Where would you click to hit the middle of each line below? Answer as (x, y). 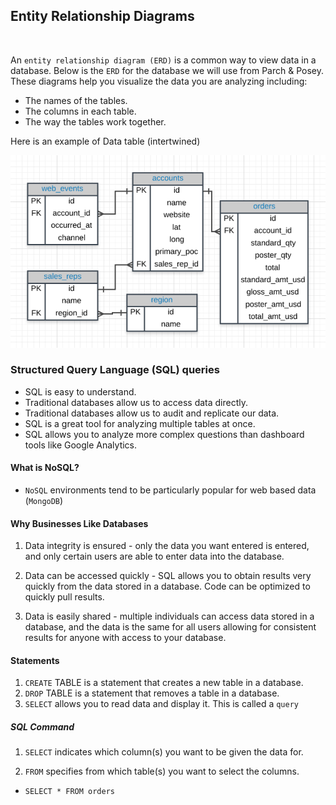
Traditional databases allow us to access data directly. (136, 402)
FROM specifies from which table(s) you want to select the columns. (162, 771)
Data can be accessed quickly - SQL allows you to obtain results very (168, 576)
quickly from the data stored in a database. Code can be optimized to (167, 586)
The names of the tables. (76, 100)
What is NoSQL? (45, 468)
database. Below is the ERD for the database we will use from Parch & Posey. (167, 70)
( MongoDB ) (44, 501)
